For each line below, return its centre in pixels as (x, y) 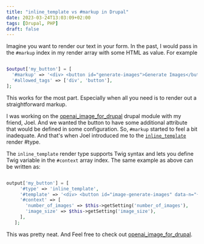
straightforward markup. (37, 104)
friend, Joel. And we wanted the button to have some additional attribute (97, 122)
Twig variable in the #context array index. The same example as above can (100, 160)
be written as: (23, 166)
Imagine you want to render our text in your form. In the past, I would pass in (102, 46)
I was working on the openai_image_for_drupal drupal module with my (94, 116)
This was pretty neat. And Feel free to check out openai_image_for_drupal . (100, 234)
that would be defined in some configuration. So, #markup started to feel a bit (102, 129)
